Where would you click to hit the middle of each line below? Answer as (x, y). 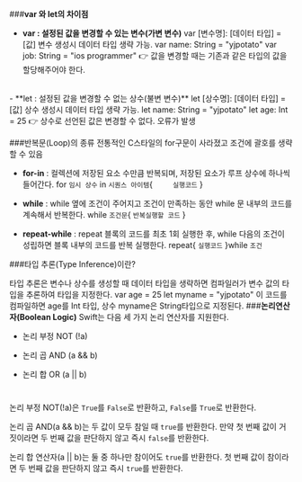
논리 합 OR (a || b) (54, 374)
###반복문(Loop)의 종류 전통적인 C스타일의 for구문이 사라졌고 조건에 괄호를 (143, 143)
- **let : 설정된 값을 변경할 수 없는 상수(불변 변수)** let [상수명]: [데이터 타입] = (147, 98)
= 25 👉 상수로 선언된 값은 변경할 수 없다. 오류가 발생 (102, 121)
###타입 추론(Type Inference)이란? (73, 264)
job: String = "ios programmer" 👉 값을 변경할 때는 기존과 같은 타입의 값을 (155, 56)
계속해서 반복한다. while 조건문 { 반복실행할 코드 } (104, 214)
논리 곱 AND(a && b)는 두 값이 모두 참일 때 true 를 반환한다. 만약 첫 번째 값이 (143, 427)
